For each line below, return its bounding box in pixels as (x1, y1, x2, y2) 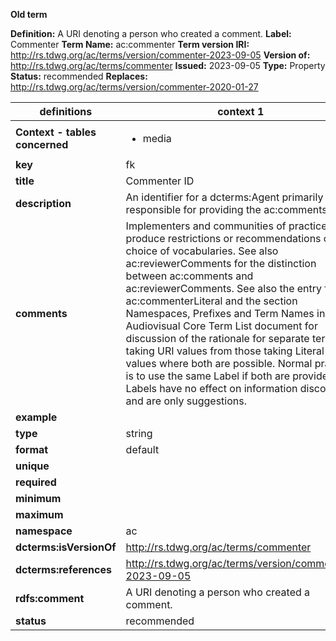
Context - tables (15, 125, 97, 139)
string (125, 427, 153, 440)
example (15, 410, 58, 424)
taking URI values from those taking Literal (125, 344, 325, 358)
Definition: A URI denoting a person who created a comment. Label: (10, 28, 292, 39)
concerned (15, 138, 69, 151)
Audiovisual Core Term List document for (125, 319, 318, 333)
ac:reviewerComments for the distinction (125, 257, 317, 270)
